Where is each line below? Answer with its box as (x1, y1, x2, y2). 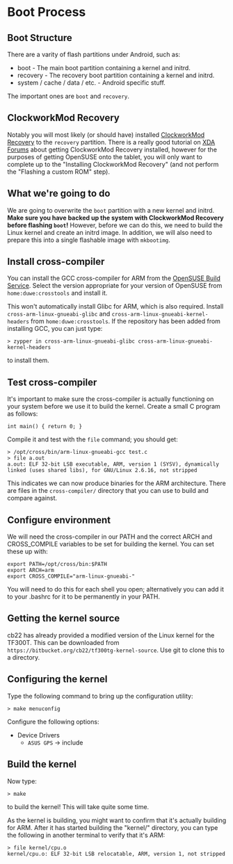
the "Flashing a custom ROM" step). (7, 168, 110, 176)
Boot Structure (7, 32, 73, 44)
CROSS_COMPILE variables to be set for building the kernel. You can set (7, 540, 214, 548)
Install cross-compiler (7, 256, 105, 268)
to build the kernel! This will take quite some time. (7, 802, 150, 810)
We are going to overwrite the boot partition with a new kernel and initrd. (7, 206, 215, 214)
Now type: (7, 776, 37, 785)
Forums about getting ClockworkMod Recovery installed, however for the (7, 145, 218, 154)
